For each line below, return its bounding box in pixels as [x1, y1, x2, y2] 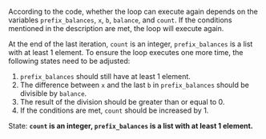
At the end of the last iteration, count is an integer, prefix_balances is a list [8, 39, 253, 49]
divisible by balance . [19, 89, 87, 98]
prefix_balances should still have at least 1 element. [19, 72, 191, 81]
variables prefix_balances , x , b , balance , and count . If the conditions [8, 15, 232, 25]
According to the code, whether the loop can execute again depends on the [8, 7, 258, 16]
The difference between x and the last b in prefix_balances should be [19, 80, 250, 89]
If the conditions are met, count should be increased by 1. [19, 105, 209, 115]
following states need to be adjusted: [8, 56, 131, 66]
